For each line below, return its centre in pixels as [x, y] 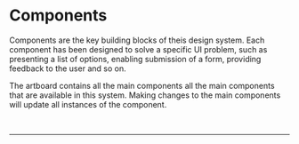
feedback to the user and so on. [68, 68]
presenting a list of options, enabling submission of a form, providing [135, 59]
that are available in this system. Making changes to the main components [145, 95]
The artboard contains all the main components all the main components [142, 85]
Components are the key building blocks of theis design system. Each [137, 40]
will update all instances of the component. [88, 104]
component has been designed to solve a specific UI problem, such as [138, 49]
